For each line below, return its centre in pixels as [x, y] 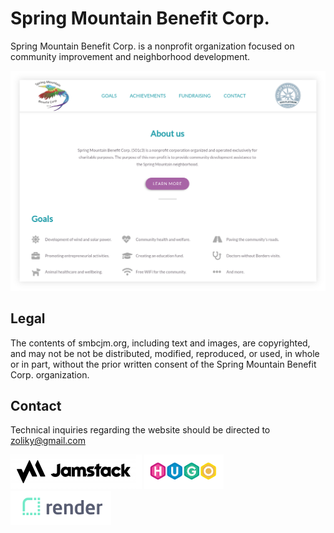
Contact [36, 406]
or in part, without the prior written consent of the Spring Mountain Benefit [163, 364]
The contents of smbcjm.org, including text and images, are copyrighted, [160, 343]
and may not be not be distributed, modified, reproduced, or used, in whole [165, 353]
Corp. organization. [50, 374]
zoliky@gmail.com [48, 441]
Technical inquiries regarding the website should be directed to [140, 430]
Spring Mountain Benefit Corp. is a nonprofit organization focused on [152, 46]
